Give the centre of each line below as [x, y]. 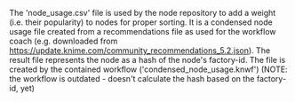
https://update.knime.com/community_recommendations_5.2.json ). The [140, 51]
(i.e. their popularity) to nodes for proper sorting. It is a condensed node [141, 22]
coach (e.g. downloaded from [64, 41]
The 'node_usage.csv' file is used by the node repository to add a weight [143, 13]
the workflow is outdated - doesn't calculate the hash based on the [132, 78]
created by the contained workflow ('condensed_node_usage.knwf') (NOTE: [148, 69]
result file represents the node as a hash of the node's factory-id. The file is [147, 60]
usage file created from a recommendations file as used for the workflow [143, 31]
